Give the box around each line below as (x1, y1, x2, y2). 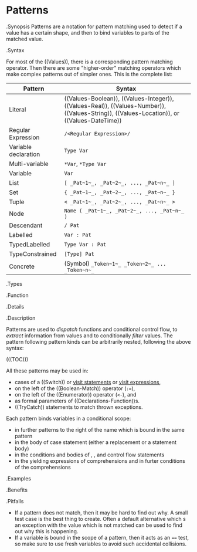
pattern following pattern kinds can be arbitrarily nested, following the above (6, 338, 191, 345)
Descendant (9, 221, 43, 229)
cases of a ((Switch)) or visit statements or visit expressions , (14, 378, 161, 385)
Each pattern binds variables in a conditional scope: (6, 415, 131, 422)
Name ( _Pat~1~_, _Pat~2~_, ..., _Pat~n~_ (64, 207, 185, 214)
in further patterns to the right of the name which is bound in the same (14, 426, 185, 433)
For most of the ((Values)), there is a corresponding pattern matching (6, 58, 173, 65)
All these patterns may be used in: (6, 367, 89, 374)
